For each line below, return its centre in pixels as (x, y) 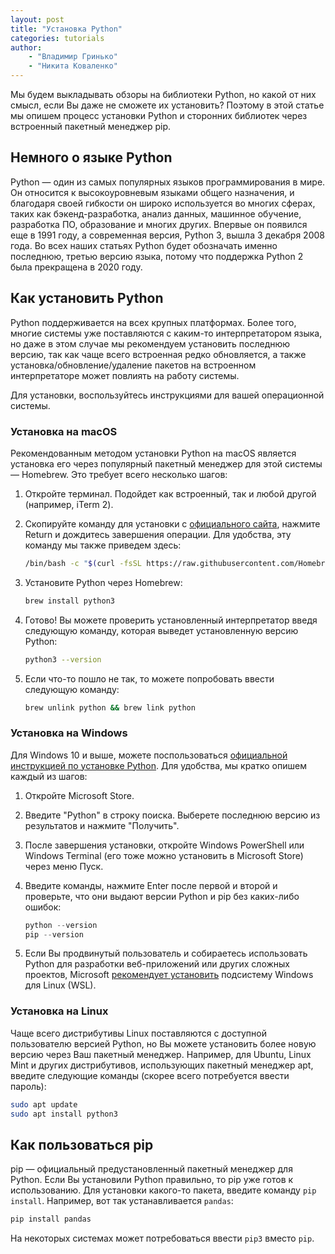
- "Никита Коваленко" (73, 66)
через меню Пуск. (64, 866)
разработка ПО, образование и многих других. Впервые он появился (159, 224)
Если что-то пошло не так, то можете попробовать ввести (149, 678)
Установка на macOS (64, 431)
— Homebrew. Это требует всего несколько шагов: (119, 474)
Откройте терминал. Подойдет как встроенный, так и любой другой (170, 493)
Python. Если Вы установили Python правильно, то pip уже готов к (152, 1180)
